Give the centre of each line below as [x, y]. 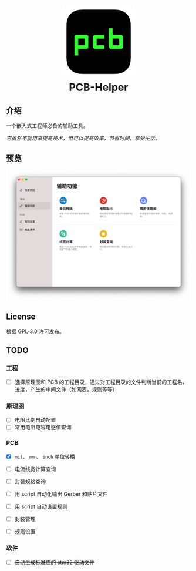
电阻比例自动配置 [35, 420]
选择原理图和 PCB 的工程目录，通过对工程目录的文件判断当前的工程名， [101, 382]
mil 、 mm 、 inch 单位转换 [45, 456]
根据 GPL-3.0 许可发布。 [36, 331]
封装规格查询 [30, 481]
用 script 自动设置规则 [41, 506]
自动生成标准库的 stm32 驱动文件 [55, 562]
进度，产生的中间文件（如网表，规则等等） [66, 389]
